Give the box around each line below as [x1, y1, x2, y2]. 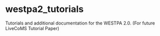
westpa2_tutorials [5, 3, 84, 15]
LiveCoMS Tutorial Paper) [5, 25, 60, 31]
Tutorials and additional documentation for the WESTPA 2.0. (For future [5, 20, 155, 26]
